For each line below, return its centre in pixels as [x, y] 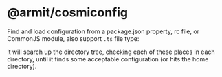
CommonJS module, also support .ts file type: [73, 38]
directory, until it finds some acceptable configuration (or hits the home [108, 59]
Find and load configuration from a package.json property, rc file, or [103, 31]
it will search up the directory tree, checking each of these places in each [111, 52]
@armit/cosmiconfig [68, 13]
